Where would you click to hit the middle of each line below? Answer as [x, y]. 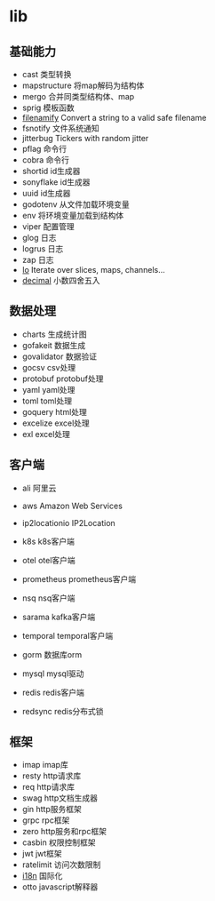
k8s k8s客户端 [48, 541]
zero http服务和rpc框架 [64, 832]
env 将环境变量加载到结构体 [73, 215]
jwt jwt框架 [42, 854]
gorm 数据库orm [52, 654]
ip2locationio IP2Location [68, 522]
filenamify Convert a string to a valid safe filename [114, 118]
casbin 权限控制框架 [59, 842]
